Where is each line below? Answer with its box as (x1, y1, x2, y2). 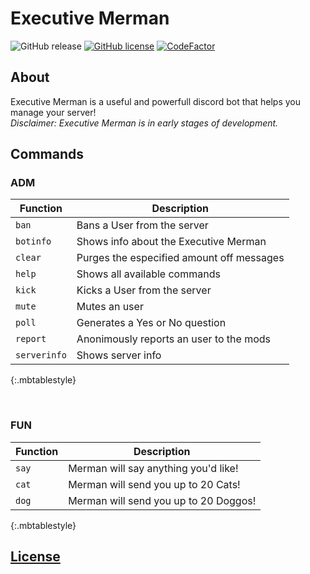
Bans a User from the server (76, 218, 209, 232)
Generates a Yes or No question (76, 316, 227, 330)
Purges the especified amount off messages (76, 251, 285, 265)
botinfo (15, 236, 52, 247)
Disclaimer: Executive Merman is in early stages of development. (10, 117, 279, 129)
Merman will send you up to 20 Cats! (68, 477, 241, 491)
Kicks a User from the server (76, 283, 212, 297)
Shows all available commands (76, 267, 221, 281)
